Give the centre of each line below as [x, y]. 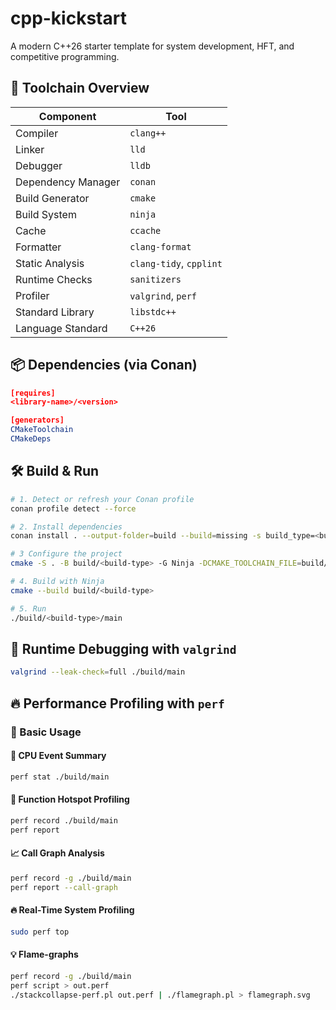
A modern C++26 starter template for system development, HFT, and [152, 46]
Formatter [38, 247]
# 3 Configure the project [66, 554]
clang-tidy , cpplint [176, 263]
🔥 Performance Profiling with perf [117, 703]
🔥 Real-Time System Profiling [72, 910]
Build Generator [52, 198]
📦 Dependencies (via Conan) [104, 365]
